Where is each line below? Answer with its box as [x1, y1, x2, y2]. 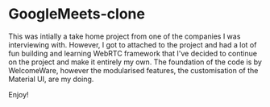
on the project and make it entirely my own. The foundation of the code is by [8, 57, 262, 67]
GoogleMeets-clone [8, 5, 145, 23]
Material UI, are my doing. [8, 74, 94, 84]
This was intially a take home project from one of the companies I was [8, 31, 241, 41]
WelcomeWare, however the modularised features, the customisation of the [8, 65, 259, 75]
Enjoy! [8, 89, 30, 99]
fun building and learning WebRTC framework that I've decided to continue [8, 48, 258, 58]
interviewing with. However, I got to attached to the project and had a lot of [8, 39, 257, 49]
